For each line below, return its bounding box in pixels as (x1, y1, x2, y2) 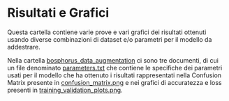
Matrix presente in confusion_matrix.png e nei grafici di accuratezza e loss (7, 78, 222, 86)
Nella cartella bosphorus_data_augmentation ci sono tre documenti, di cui (7, 56, 219, 64)
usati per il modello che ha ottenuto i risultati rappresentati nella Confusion (7, 71, 222, 79)
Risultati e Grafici (7, 5, 110, 21)
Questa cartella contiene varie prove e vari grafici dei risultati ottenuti (7, 28, 207, 36)
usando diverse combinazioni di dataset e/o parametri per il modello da (7, 35, 212, 43)
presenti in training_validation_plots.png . (7, 86, 124, 94)
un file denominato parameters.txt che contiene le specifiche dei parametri (7, 63, 223, 72)
